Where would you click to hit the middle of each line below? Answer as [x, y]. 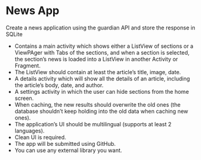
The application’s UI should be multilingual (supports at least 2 [93, 124]
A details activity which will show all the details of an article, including [102, 78]
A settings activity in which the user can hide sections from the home [102, 91]
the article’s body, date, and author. [59, 85]
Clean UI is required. [40, 137]
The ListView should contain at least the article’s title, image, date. [98, 72]
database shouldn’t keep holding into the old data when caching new [101, 111]
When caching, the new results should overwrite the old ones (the [97, 104]
